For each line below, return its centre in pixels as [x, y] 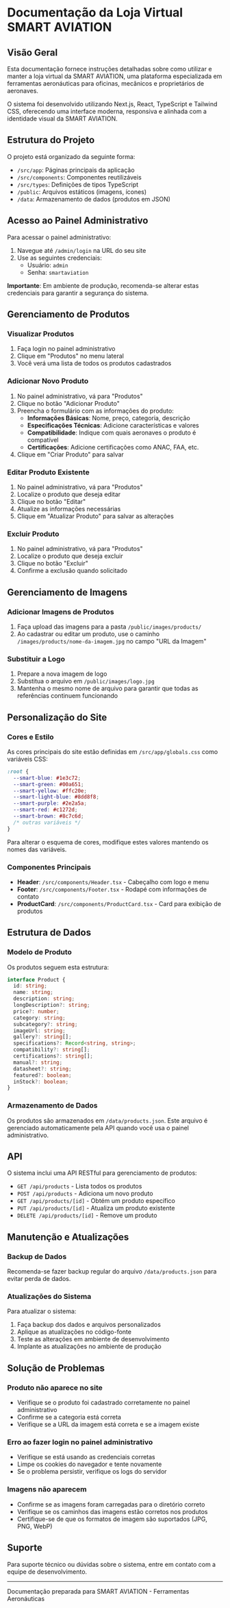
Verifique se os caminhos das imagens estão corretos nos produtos [112, 1511]
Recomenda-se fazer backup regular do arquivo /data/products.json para [112, 1271]
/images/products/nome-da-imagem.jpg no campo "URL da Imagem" [112, 641]
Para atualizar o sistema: [42, 1311]
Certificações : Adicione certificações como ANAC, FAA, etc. [113, 447]
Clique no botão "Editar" [51, 501]
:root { [18, 771]
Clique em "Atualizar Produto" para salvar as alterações [95, 516]
